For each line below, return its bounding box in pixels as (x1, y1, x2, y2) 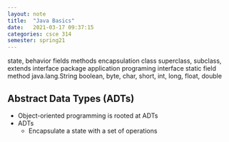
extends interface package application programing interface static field (7, 64, 216, 73)
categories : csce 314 (7, 30, 72, 38)
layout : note (7, 10, 46, 18)
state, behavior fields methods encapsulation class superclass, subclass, (7, 56, 222, 65)
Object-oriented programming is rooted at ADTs (17, 111, 158, 120)
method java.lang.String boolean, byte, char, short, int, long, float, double (7, 72, 223, 81)
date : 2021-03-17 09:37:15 (7, 24, 94, 31)
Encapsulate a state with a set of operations (28, 126, 158, 135)
